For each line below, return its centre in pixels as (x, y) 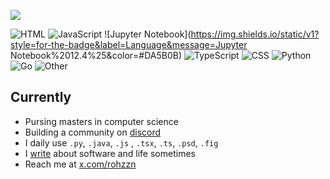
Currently (41, 97)
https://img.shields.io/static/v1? (255, 34)
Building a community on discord (93, 132)
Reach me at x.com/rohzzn (80, 164)
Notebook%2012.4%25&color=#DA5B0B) (96, 55)
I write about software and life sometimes (110, 153)
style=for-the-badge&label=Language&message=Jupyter (129, 44)
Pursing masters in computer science (101, 121)
